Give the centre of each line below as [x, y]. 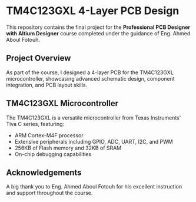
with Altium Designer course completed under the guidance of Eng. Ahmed [98, 33]
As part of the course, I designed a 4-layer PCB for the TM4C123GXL [90, 72]
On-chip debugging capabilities [53, 154]
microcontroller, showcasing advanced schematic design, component [90, 78]
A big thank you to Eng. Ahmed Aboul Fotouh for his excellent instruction [94, 187]
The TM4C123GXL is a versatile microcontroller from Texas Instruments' [94, 117]
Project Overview [39, 58]
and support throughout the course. [49, 193]
